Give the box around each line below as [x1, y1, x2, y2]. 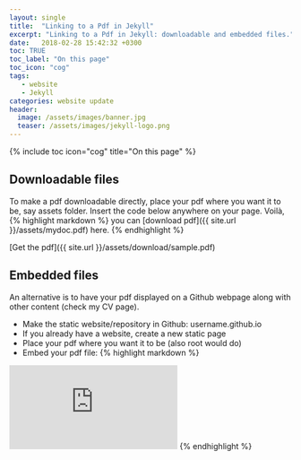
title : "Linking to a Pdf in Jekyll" [9, 22, 154, 30]
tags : [9, 72, 30, 81]
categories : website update [9, 96, 115, 106]
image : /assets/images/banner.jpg [17, 113, 146, 122]
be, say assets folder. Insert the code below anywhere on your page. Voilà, [9, 205, 285, 216]
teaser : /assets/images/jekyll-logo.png [17, 122, 170, 131]
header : [9, 105, 39, 114]
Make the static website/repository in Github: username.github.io [21, 318, 262, 329]
